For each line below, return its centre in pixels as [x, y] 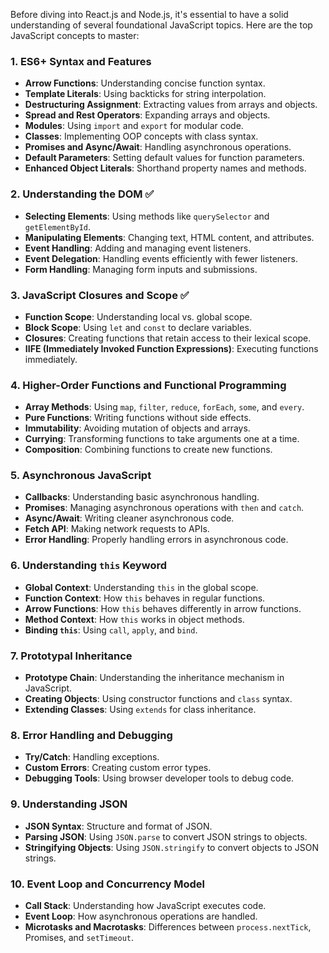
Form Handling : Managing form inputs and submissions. [141, 269]
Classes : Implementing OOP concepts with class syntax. [141, 136]
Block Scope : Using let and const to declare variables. [138, 327]
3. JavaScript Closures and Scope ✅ [100, 295]
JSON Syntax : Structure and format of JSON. [118, 826]
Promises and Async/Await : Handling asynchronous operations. [158, 147]
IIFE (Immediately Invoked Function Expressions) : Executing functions [171, 348]
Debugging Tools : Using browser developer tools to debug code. [159, 778]
